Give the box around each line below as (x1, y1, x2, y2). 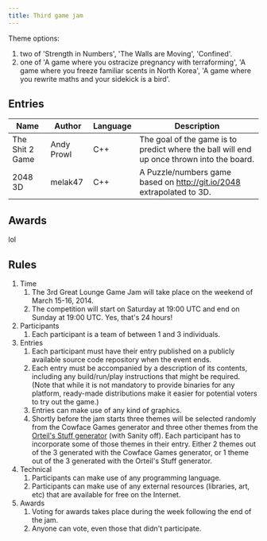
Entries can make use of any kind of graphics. (31, 406, 182, 415)
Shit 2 (12, 144, 34, 155)
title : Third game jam (8, 11, 83, 20)
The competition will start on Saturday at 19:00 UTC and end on (31, 304, 240, 314)
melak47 (50, 176, 83, 187)
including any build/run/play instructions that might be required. (31, 372, 241, 381)
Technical (19, 465, 52, 474)
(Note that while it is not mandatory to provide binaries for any (31, 381, 235, 390)
